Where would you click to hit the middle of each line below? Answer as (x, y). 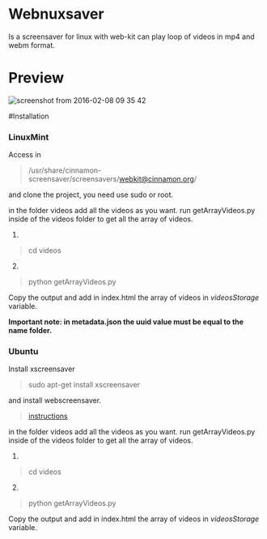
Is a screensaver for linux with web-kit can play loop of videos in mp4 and (131, 36)
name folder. (30, 331)
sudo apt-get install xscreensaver (84, 385)
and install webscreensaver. (55, 400)
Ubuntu (23, 352)
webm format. (32, 45)
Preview (36, 78)
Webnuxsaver (56, 14)
